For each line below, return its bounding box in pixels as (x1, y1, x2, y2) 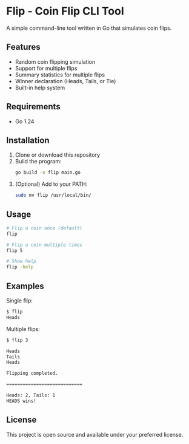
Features (6, 42, 41, 52)
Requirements (6, 101, 61, 112)
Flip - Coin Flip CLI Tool (6, 4, 124, 18)
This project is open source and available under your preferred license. (6, 431, 184, 438)
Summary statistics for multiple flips (15, 71, 105, 78)
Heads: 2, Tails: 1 (6, 392, 56, 398)
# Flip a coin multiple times (6, 242, 83, 248)
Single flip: (6, 297, 33, 304)
